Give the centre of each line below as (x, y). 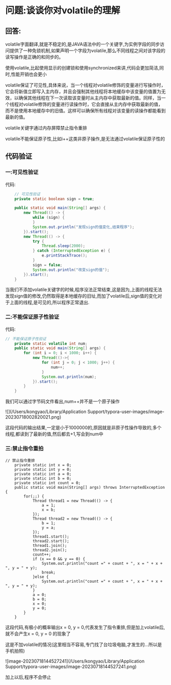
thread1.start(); (51, 536)
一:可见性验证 (22, 172)
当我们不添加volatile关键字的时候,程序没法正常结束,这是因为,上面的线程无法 (84, 290)
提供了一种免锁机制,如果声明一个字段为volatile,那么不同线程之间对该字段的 (87, 51)
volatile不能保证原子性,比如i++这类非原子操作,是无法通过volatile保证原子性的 (85, 139)
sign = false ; (47, 265)
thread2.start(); (51, 541)
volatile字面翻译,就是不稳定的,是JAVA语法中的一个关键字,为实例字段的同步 (83, 44)
